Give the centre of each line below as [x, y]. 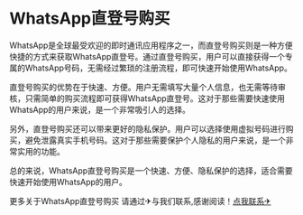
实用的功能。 [41, 151]
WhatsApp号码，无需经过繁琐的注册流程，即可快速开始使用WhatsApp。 [159, 68]
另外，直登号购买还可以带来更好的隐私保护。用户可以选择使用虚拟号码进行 [147, 128]
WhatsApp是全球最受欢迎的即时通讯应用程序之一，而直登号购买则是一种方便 [151, 45]
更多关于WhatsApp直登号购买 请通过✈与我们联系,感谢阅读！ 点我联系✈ [141, 201]
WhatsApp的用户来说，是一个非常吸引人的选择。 [100, 109]
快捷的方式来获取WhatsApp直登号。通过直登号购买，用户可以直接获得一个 [147, 56]
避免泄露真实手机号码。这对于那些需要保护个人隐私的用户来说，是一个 [155, 140]
